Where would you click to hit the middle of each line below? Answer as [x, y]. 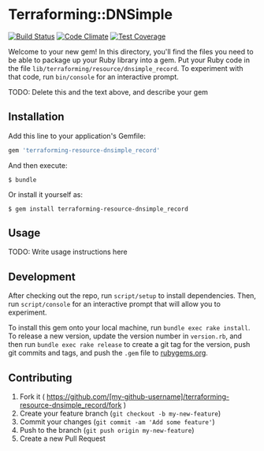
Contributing [40, 377]
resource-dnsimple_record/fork [71, 405]
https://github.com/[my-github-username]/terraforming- [138, 397]
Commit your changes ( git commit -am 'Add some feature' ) [117, 422]
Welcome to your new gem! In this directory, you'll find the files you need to [131, 51]
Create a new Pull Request [63, 438]
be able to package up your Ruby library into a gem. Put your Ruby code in [129, 60]
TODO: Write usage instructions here [68, 252]
